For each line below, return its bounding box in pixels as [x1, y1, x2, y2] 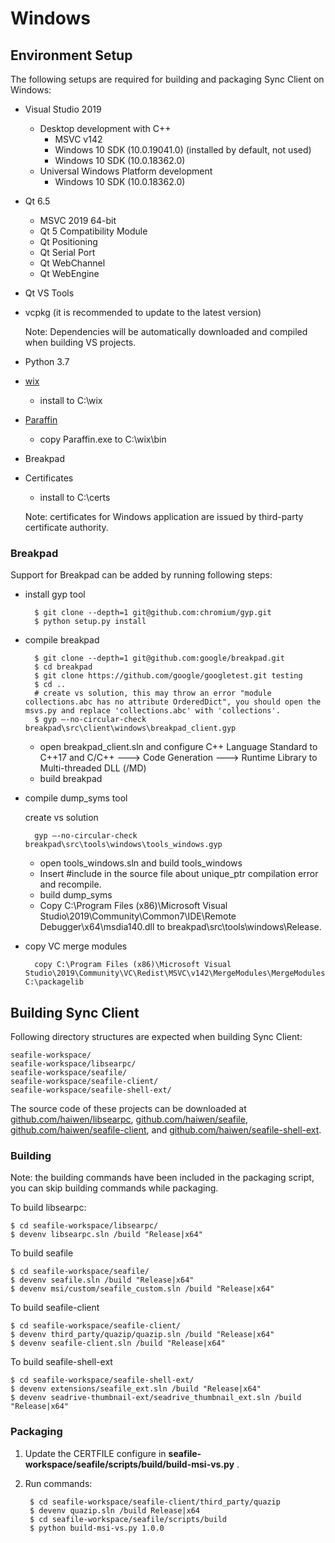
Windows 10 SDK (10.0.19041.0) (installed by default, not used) [54, 144, 312, 156]
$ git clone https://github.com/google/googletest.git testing [34, 671, 303, 681]
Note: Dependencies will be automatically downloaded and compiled [24, 326, 308, 337]
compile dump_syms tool [24, 792, 128, 804]
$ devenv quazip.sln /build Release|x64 [29, 1505, 201, 1516]
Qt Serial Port [39, 247, 96, 258]
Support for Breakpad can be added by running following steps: [10, 569, 273, 581]
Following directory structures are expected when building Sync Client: [10, 1031, 303, 1043]
